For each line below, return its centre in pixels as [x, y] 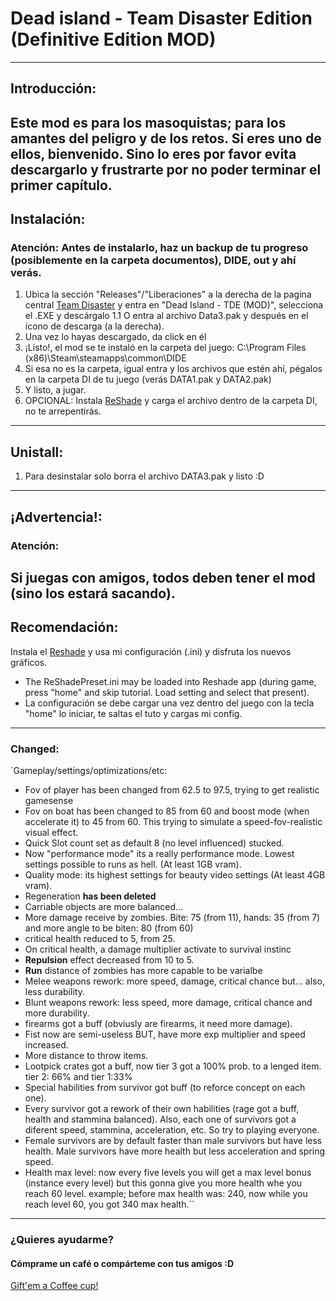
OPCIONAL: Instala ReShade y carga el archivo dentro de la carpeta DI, [171, 401]
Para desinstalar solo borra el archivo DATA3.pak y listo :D [144, 476]
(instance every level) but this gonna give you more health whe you [163, 1183]
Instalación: [48, 219]
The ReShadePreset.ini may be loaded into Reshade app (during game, [170, 681]
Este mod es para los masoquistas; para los [148, 122]
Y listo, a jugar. [55, 390]
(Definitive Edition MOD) [113, 39]
